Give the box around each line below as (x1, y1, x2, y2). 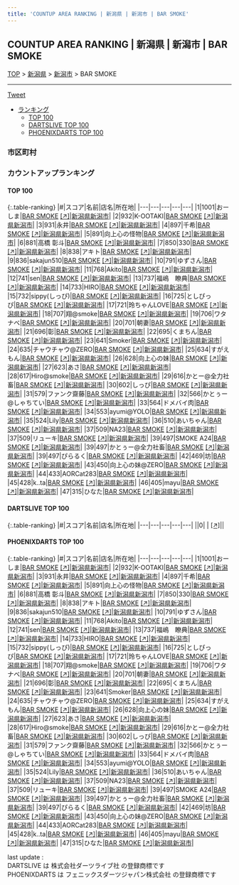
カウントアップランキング (7, 168, 95, 178)
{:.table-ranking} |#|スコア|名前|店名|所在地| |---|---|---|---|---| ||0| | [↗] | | (7, 520, 225, 530)
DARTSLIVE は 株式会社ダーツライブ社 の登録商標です (7, 861, 165, 869)
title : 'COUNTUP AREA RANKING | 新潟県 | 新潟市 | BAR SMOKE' (7, 10, 189, 18)
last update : (7, 852, 44, 861)
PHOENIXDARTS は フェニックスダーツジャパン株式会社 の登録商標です (7, 870, 217, 879)
